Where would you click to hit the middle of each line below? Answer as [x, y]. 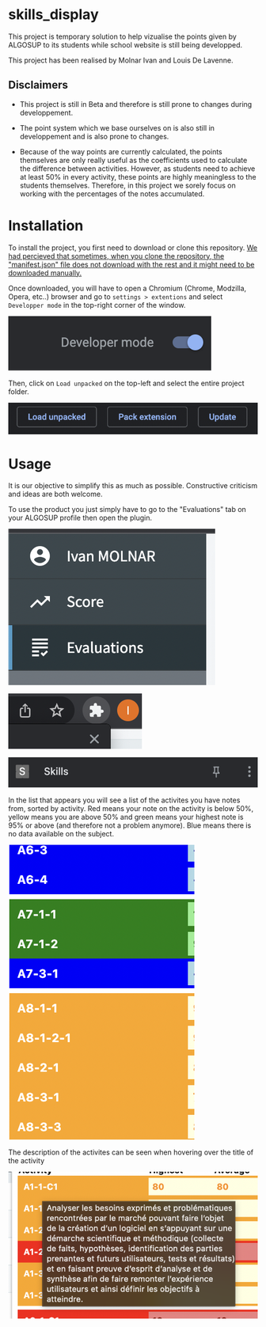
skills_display [53, 15]
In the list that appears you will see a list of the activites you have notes [124, 800]
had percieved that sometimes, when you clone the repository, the [116, 256]
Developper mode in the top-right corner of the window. [97, 305]
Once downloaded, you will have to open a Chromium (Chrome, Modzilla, [127, 288]
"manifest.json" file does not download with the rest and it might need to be [131, 264]
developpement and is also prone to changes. [94, 136]
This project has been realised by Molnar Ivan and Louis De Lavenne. [121, 60]
